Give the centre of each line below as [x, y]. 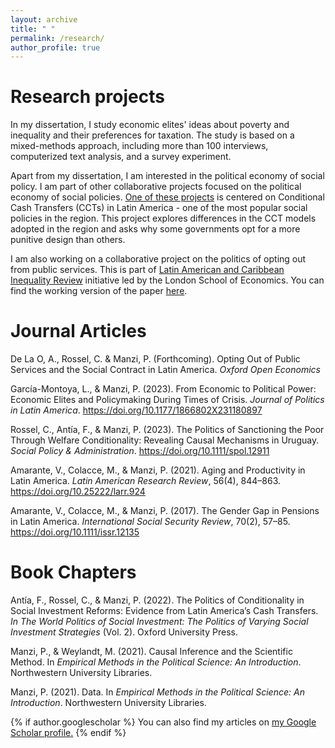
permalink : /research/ [57, 38]
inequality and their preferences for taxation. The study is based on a [152, 135]
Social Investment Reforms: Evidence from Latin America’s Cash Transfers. [164, 611]
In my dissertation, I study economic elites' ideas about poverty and [150, 125]
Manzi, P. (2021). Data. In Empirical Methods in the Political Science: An [157, 692]
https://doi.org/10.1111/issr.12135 [75, 532]
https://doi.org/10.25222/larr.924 [78, 492]
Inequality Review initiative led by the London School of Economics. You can [167, 280]
